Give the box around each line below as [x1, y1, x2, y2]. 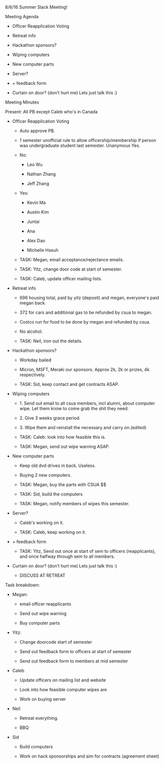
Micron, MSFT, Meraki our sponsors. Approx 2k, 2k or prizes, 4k [19, 367, 150, 372]
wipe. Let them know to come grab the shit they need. [19, 406, 129, 411]
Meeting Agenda [5, 14, 39, 19]
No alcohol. [19, 328, 43, 334]
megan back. [19, 300, 46, 306]
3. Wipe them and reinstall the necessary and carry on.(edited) [19, 425, 147, 430]
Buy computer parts [19, 620, 60, 626]
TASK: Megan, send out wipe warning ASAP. [19, 444, 110, 449]
